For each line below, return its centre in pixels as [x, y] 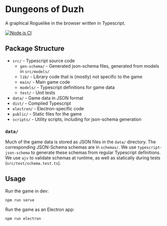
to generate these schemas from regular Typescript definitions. [96, 153]
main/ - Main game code [45, 82]
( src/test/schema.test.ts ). [33, 163]
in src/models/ [35, 71]
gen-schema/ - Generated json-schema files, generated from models [89, 66]
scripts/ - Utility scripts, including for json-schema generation [77, 119]
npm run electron [23, 218]
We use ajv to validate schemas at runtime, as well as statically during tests [83, 158]
